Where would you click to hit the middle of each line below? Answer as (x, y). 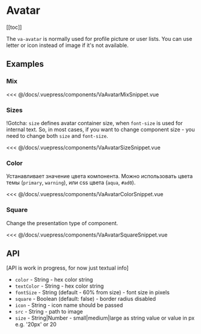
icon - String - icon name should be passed (69, 305)
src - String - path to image (49, 312)
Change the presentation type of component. (62, 223)
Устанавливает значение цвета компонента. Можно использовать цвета (100, 176)
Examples (25, 64)
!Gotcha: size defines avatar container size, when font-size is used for (94, 123)
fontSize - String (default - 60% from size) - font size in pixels (92, 292)
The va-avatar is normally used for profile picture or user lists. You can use (99, 39)
